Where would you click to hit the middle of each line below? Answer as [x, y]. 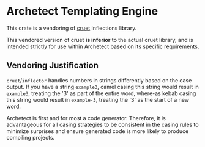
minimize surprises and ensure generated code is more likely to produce [98, 131]
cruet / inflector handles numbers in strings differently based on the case [99, 80]
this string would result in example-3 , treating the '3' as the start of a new [98, 99]
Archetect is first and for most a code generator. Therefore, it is [86, 118]
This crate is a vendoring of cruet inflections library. [72, 28]
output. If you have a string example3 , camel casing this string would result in [102, 87]
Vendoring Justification [53, 66]
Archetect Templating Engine [82, 11]
